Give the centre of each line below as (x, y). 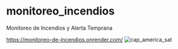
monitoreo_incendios (60, 11)
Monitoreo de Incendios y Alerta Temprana (59, 28)
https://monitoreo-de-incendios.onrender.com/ (65, 39)
